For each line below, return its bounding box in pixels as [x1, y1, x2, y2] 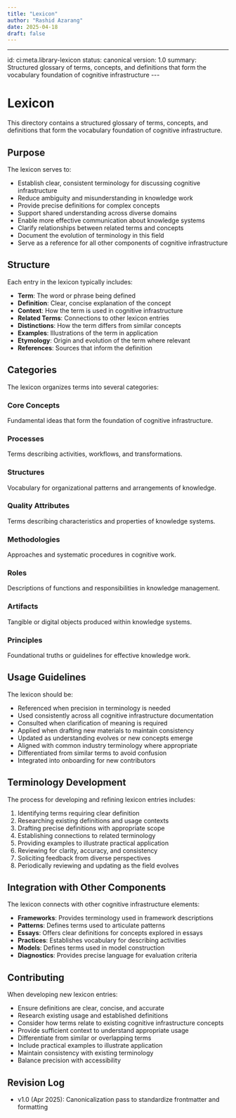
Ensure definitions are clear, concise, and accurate [17, 1004, 165, 1012]
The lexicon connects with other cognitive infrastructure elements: [7, 900, 200, 908]
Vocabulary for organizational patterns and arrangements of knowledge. [7, 483, 216, 492]
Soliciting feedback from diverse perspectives [17, 853, 151, 862]
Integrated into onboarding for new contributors [17, 756, 156, 764]
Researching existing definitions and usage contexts [17, 816, 169, 825]
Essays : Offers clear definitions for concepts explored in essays [17, 929, 204, 937]
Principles [7, 635, 43, 644]
